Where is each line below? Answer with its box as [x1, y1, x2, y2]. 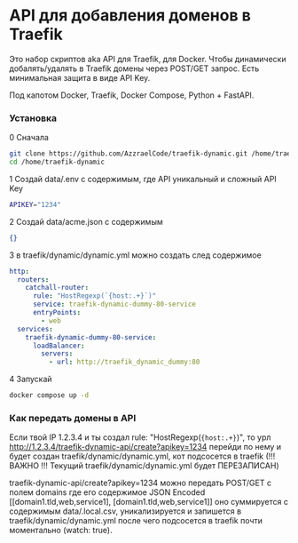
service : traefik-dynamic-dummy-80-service [32, 299, 197, 309]
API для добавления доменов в [9, 5, 251, 26]
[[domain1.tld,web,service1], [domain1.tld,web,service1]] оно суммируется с [9, 497, 288, 507]
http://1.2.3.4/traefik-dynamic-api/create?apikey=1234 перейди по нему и [9, 442, 282, 452]
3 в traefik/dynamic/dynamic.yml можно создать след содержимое [9, 250, 262, 260]
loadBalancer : [32, 341, 86, 350]
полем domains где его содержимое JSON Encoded [9, 487, 206, 498]
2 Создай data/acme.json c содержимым [9, 216, 163, 227]
